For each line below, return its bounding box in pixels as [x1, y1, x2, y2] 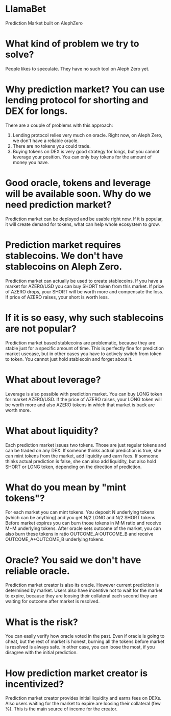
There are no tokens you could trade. [12, 143, 91, 149]
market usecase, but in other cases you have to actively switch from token [5, 351, 162, 357]
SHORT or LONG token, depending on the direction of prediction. [5, 464, 142, 470]
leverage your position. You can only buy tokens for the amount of [12, 154, 152, 160]
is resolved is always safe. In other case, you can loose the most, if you [5, 644, 155, 650]
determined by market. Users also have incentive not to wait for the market [5, 587, 163, 593]
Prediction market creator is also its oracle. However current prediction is [5, 582, 159, 588]
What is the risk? [5, 616, 78, 628]
